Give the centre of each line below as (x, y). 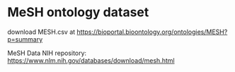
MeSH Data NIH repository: (47, 53)
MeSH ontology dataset (78, 12)
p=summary (25, 39)
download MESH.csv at (41, 32)
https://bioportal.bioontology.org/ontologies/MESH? (152, 32)
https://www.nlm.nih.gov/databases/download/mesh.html (91, 60)
